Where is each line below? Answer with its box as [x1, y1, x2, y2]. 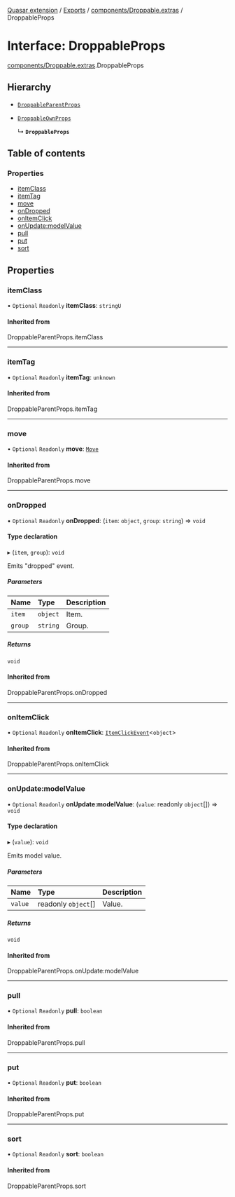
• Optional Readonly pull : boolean [7, 1006, 103, 1015]
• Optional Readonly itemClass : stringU [7, 302, 122, 310]
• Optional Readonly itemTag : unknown [7, 373, 115, 381]
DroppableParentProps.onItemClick [7, 760, 110, 769]
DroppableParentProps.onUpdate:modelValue [7, 967, 139, 975]
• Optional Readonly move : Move [7, 445, 99, 453]
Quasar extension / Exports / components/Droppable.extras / [7, 6, 183, 14]
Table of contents [7, 147, 85, 160]
